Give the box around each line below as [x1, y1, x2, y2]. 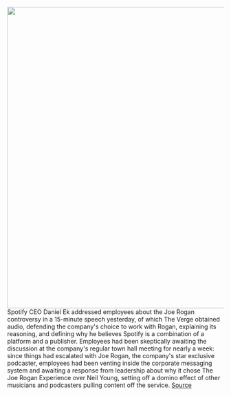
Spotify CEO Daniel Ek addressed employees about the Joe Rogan [7, 308, 195, 316]
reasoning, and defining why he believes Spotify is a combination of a [7, 330, 205, 337]
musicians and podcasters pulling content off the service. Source [7, 381, 192, 389]
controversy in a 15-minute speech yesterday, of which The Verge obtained [7, 315, 220, 323]
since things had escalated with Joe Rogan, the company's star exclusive [7, 352, 215, 359]
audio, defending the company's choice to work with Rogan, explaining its [7, 322, 217, 331]
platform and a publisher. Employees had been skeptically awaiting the [7, 337, 207, 345]
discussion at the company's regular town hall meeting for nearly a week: [7, 344, 215, 353]
